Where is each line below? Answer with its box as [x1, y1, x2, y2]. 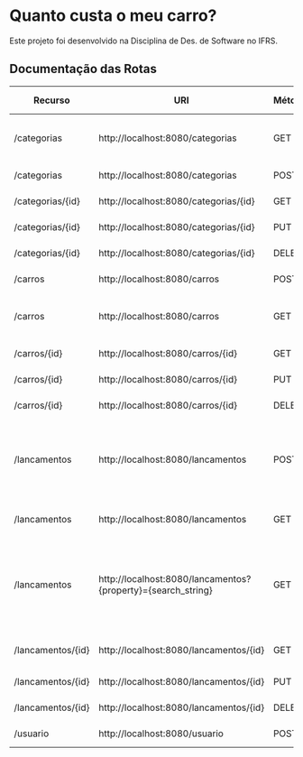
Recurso [32, 94, 70, 106]
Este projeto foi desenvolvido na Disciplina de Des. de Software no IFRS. [9, 35, 278, 46]
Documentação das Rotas [9, 61, 158, 77]
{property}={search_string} [98, 584, 214, 596]
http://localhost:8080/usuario [98, 727, 224, 740]
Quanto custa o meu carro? [9, 5, 217, 26]
